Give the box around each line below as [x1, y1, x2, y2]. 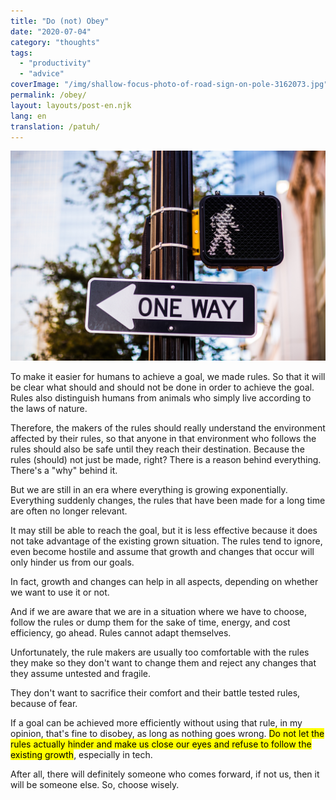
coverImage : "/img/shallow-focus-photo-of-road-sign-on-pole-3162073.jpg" [10, 80, 329, 90]
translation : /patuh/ [10, 121, 101, 132]
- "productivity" [19, 58, 92, 69]
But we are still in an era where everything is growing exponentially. [10, 484, 288, 496]
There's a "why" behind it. [10, 465, 118, 477]
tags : [10, 48, 33, 58]
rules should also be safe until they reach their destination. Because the [10, 443, 305, 455]
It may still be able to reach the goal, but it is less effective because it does [10, 525, 318, 537]
